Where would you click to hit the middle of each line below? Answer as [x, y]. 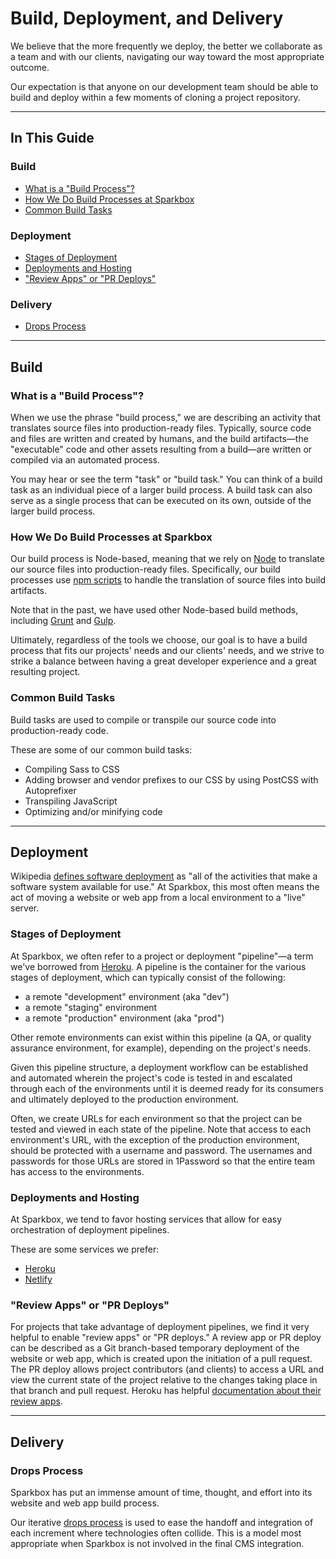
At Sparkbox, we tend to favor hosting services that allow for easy [146, 1219]
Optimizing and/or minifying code [93, 811]
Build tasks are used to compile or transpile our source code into [143, 719]
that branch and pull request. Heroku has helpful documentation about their [166, 1391]
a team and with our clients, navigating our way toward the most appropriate [167, 56]
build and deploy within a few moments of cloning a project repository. [155, 97]
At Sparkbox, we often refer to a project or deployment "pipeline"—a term [162, 956]
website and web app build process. [85, 1503]
